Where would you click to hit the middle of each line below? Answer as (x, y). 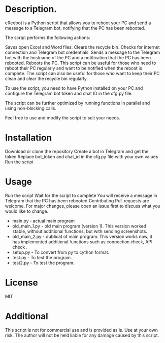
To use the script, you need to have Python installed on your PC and (74, 88)
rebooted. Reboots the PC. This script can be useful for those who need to (81, 63)
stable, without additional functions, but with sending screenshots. (80, 231)
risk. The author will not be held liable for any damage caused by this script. (82, 335)
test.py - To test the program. (42, 257)
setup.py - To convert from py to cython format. (61, 252)
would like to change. (27, 211)
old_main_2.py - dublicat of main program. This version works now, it (82, 236)
